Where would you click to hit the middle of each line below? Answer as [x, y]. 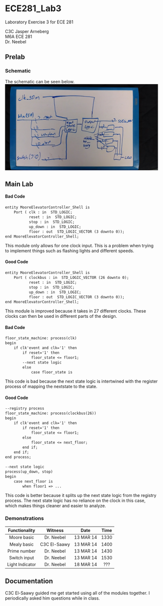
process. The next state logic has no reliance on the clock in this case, [75, 501]
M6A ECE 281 [19, 37]
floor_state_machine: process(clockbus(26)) [51, 413]
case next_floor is [33, 482]
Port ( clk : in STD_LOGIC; [43, 212]
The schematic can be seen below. [40, 81]
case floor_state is [52, 372]
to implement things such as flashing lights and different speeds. [70, 251]
